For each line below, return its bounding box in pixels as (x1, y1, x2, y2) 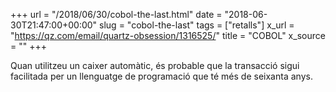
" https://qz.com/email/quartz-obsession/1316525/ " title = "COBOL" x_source (10, 30, 326, 41)
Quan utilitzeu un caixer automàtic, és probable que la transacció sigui (10, 60, 300, 71)
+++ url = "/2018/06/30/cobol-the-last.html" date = (10, 9, 223, 20)
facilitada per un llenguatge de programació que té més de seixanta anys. (10, 70, 313, 82)
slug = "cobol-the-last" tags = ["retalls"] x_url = (99, 19, 295, 31)
